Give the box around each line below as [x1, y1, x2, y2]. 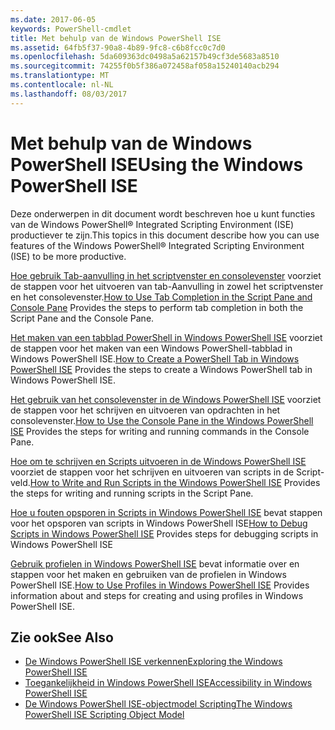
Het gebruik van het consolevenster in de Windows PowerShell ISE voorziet [10, 393, 322, 405]
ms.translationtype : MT [10, 71, 110, 81]
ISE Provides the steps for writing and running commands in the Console [10, 425, 310, 437]
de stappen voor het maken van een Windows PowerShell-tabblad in [10, 342, 293, 354]
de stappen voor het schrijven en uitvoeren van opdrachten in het [10, 404, 281, 416]
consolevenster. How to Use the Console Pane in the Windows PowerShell [10, 414, 314, 426]
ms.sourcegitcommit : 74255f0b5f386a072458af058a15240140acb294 [10, 61, 280, 71]
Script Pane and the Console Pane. [10, 312, 155, 324]
